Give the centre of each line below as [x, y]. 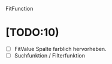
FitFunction [19, 9]
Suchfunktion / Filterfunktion [49, 55]
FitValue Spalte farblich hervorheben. [60, 49]
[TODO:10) [32, 33]
